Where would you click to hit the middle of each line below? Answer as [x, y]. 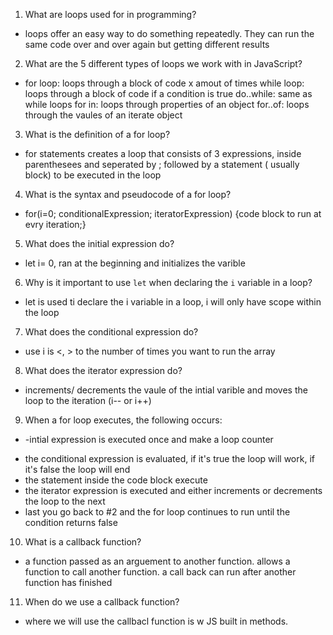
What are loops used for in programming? [110, 14]
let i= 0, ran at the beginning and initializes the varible [135, 263]
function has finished [68, 582]
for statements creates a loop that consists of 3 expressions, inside [163, 153]
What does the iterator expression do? [103, 370]
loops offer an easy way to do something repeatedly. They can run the [169, 33]
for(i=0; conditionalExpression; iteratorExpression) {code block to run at [173, 213]
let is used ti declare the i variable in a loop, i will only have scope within [173, 302]
